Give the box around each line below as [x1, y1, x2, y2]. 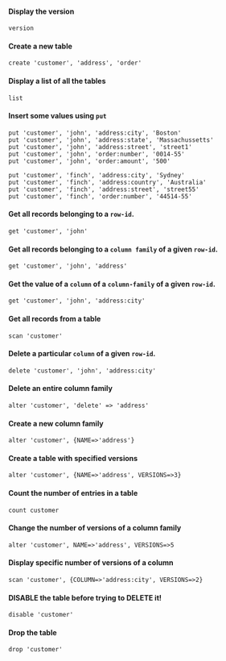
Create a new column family [8, 418, 104, 428]
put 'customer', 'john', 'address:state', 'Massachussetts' [8, 135, 215, 144]
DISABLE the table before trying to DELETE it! [8, 592, 162, 602]
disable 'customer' [8, 611, 74, 619]
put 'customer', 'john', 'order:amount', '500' [8, 157, 171, 165]
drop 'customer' [8, 646, 63, 654]
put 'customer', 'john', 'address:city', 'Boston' [8, 129, 182, 137]
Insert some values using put [8, 111, 107, 121]
